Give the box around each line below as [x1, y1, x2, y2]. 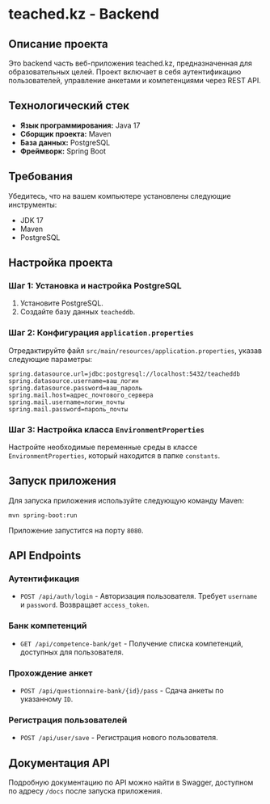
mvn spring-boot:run [8, 511, 78, 520]
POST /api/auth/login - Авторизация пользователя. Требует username [19, 591, 258, 601]
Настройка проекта [8, 256, 113, 270]
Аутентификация [8, 573, 80, 584]
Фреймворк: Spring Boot [19, 146, 107, 156]
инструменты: [8, 200, 57, 209]
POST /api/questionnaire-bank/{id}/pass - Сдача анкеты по [19, 686, 224, 695]
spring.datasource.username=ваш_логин [8, 377, 139, 385]
